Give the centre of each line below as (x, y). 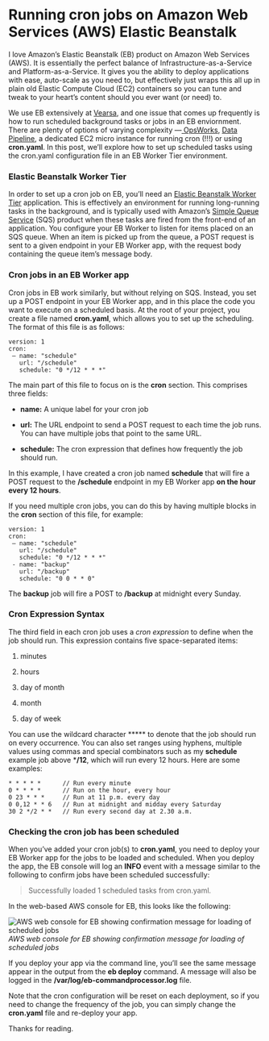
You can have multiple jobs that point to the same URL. (111, 433)
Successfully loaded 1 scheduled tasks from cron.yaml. (120, 891)
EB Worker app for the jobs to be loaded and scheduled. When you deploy (132, 858)
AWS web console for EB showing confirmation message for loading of (126, 939)
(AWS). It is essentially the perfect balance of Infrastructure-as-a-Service (130, 63)
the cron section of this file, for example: (76, 514)
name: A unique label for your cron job (84, 409)
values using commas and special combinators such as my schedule (123, 751)
